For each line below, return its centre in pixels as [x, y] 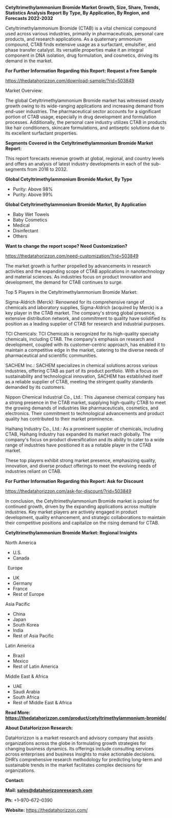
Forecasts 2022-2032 [29, 18]
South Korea [26, 625]
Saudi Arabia [26, 692]
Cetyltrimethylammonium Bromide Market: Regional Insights [71, 533]
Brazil [19, 655]
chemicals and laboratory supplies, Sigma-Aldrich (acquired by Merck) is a [84, 307]
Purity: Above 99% [33, 195]
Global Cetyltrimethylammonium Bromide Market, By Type [69, 179]
